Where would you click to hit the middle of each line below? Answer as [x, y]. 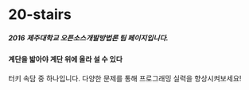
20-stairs [40, 15]
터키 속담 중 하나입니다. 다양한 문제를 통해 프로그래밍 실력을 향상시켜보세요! [125, 78]
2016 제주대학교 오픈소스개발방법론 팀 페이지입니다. [88, 38]
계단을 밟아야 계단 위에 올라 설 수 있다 [66, 59]
